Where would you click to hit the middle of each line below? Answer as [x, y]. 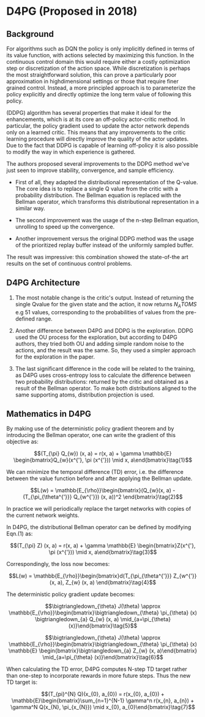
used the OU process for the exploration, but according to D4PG [96, 337]
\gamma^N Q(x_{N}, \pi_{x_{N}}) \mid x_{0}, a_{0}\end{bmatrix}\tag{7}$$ [103, 707]
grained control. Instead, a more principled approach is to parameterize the [101, 88]
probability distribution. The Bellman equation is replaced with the [98, 195]
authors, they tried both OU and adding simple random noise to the [100, 343]
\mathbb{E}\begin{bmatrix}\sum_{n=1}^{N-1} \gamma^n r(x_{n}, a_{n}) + [103, 700]
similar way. [30, 208]
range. [45, 319]
